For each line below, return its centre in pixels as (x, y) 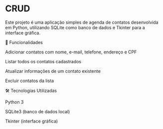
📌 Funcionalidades (24, 42)
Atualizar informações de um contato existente (53, 71)
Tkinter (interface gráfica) (32, 121)
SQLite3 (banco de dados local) (38, 111)
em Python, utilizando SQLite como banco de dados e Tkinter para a (75, 27)
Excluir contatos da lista (30, 81)
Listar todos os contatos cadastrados (43, 61)
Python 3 (14, 102)
